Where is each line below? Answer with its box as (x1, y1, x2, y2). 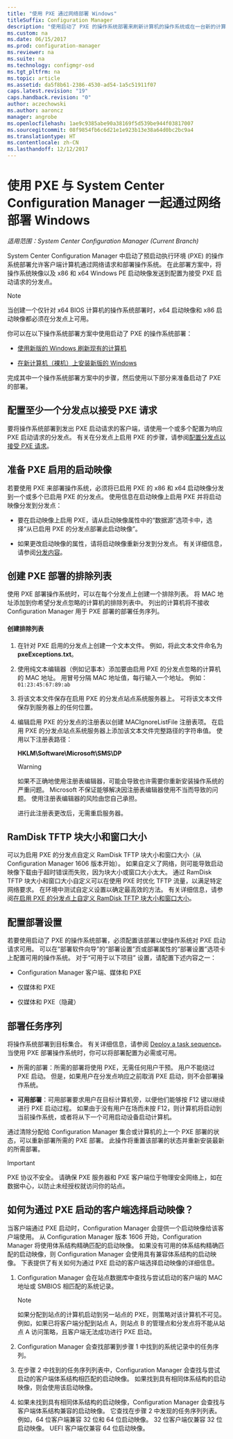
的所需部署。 (7, 1145, 44, 1154)
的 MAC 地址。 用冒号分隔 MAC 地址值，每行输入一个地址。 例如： (17, 673, 208, 681)
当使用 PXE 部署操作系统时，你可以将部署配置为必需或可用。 (7, 1049, 180, 1057)
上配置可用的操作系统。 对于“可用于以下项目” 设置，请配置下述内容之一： (7, 954, 217, 962)
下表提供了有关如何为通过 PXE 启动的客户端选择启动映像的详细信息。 (20, 1258, 218, 1267)
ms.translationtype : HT (7, 133, 76, 140)
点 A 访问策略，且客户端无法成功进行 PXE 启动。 (17, 1327, 156, 1336)
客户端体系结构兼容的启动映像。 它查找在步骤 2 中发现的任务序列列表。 (17, 1406, 221, 1415)
